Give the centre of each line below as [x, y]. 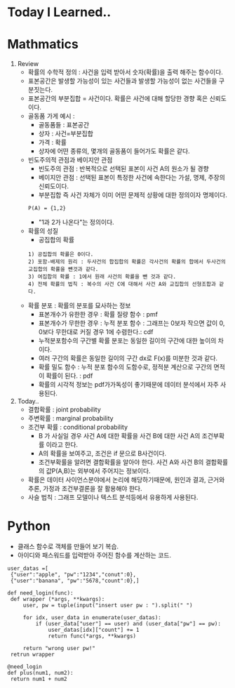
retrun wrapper [32, 655]
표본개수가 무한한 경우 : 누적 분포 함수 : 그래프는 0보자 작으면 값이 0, [132, 323]
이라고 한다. [62, 445]
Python [29, 526]
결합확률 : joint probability [65, 410]
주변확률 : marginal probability [70, 418]
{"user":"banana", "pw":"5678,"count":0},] [75, 581]
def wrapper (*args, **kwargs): [58, 600]
